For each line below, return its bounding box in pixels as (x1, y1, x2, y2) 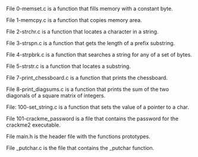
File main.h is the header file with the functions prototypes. (6, 133, 150, 140)
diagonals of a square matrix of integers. (6, 92, 106, 99)
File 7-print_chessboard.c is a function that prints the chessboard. (6, 74, 168, 81)
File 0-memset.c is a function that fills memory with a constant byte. (6, 5, 174, 12)
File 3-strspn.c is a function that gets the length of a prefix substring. (6, 40, 175, 46)
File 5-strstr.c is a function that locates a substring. (6, 62, 131, 70)
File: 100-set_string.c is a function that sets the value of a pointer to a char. (6, 103, 189, 111)
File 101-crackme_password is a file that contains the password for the (6, 115, 179, 122)
